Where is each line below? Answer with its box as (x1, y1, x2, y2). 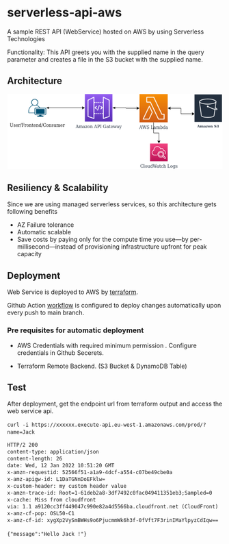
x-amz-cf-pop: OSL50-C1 (7, 510, 75, 517)
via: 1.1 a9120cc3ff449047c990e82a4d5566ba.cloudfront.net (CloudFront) (7, 504, 219, 510)
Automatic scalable (16, 228, 72, 236)
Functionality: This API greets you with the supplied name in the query (7, 48, 204, 56)
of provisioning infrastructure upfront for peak (77, 243, 207, 251)
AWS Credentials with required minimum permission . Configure (16, 341, 197, 349)
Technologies (7, 34, 46, 42)
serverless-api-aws (7, 5, 122, 21)
